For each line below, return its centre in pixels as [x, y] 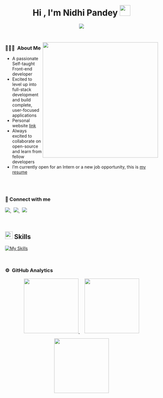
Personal [21, 121]
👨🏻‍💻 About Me [23, 48]
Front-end [22, 69]
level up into [24, 85]
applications [24, 115]
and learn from [27, 152]
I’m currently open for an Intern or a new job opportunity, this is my [79, 167]
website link [24, 126]
